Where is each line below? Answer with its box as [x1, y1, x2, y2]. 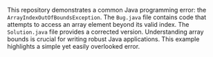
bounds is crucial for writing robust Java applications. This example [7, 35, 200, 43]
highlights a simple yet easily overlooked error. [7, 43, 140, 50]
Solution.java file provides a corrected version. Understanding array [7, 27, 204, 36]
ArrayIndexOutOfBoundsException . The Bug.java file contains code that [7, 13, 206, 21]
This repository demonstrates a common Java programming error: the [7, 6, 207, 14]
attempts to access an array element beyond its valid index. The [7, 21, 189, 28]
